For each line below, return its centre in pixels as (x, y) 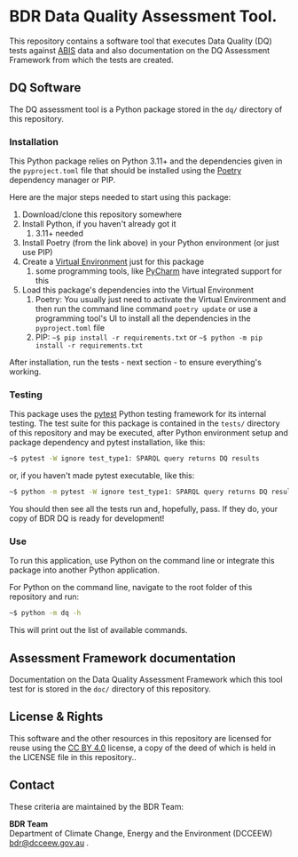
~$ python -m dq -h (45, 613)
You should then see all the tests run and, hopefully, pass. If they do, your (144, 509)
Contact (32, 785)
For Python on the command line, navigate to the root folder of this (131, 588)
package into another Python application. (84, 570)
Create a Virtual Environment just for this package (113, 262)
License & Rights (56, 717)
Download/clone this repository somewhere (102, 214)
